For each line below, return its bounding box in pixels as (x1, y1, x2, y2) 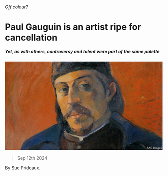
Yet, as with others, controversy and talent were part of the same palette (5, 49, 160, 55)
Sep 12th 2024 (17, 155, 48, 161)
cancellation (5, 32, 58, 43)
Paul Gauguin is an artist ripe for (5, 21, 141, 32)
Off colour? (5, 4, 28, 10)
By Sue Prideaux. (5, 165, 41, 171)
